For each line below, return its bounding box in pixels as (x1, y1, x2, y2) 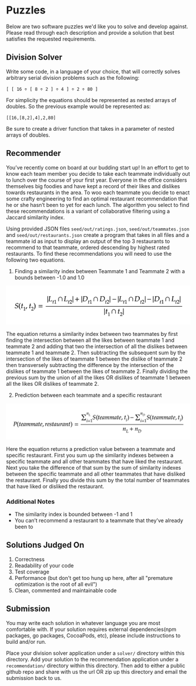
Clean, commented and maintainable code (14, 587, 117, 594)
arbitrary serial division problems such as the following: (6, 74, 140, 81)
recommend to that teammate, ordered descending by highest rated (6, 244, 170, 251)
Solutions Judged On (6, 540, 85, 550)
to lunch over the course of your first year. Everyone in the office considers (6, 176, 187, 184)
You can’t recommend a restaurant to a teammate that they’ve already (14, 517, 183, 524)
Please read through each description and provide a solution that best (6, 29, 174, 36)
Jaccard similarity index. (6, 213, 66, 220)
